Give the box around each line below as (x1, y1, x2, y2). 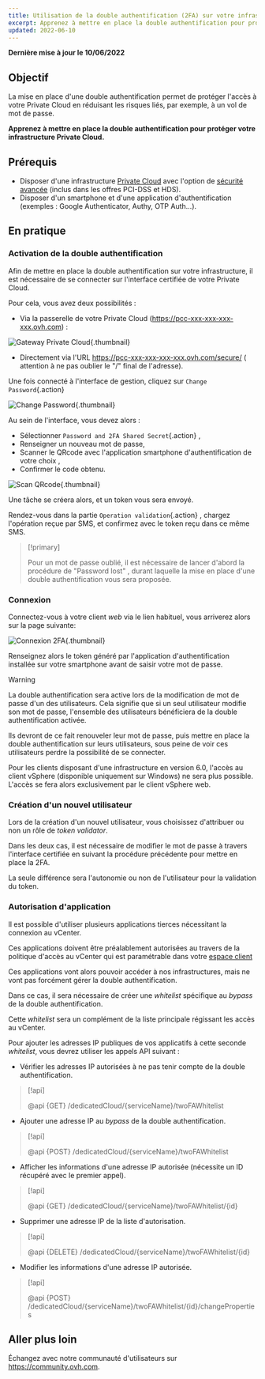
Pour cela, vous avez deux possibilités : (8, 298, 136, 308)
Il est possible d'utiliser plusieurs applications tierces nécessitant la (8, 919, 227, 929)
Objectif (8, 70, 49, 84)
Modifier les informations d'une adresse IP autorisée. (19, 1262, 192, 1271)
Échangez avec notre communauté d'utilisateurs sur (8, 1354, 177, 1363)
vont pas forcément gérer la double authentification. (8, 975, 177, 984)
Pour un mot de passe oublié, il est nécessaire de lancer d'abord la (27, 557, 244, 567)
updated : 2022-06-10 (8, 26, 77, 34)
